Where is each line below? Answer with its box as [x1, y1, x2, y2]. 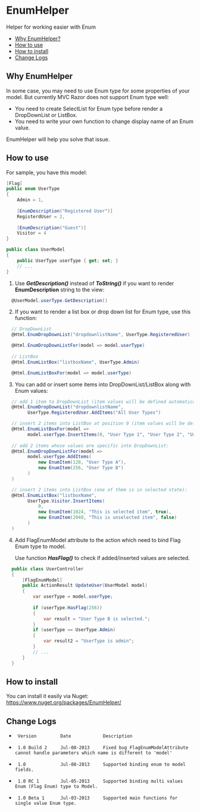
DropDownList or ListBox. [14, 111, 77, 118]
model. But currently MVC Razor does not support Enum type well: [6, 93, 170, 100]
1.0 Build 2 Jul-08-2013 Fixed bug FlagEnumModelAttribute [17, 745, 189, 751]
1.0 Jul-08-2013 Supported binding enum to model [17, 762, 186, 768]
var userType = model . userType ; [32, 593, 113, 600]
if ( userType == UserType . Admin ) [32, 627, 116, 633]
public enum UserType [6, 186, 60, 192]
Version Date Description [17, 733, 133, 739]
